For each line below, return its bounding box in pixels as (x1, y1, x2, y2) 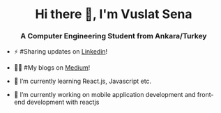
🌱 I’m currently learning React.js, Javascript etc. (13, 77, 152, 86)
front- (197, 91, 214, 99)
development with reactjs (26, 98, 100, 107)
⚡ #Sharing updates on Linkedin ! (13, 47, 108, 56)
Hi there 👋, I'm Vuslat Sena (34, 6, 193, 22)
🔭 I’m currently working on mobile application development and (13, 91, 196, 99)
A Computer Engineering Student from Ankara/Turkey (20, 31, 207, 41)
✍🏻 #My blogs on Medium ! (13, 63, 91, 72)
